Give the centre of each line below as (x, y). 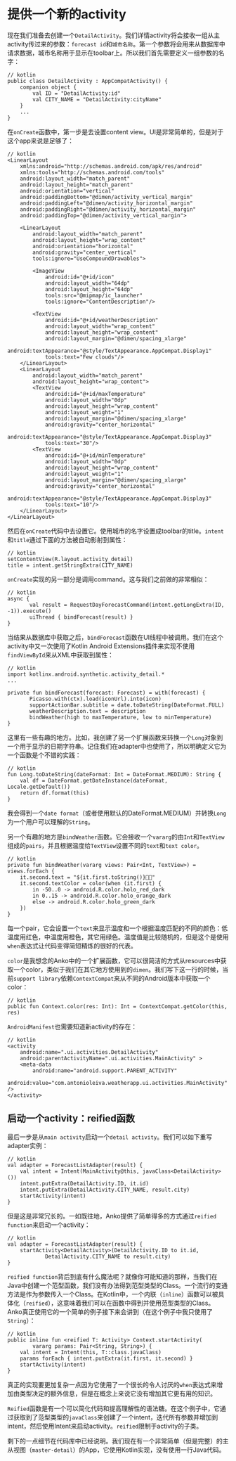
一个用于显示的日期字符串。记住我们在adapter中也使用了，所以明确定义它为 (117, 746)
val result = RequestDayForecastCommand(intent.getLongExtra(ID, (127, 605)
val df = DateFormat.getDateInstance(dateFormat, (94, 780)
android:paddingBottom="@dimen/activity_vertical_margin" (106, 197)
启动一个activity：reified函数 (71, 1119)
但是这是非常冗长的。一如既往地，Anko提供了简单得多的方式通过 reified (112, 1216)
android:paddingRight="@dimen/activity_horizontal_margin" (108, 209)
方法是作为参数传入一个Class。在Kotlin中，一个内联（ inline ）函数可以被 (113, 1294)
